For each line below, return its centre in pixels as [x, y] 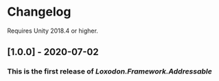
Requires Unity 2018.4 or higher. [53, 31]
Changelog [39, 12]
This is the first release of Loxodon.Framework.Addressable [110, 71]
